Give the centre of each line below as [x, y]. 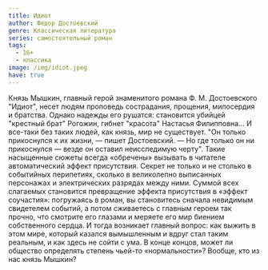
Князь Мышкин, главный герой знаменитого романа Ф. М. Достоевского [133, 97]
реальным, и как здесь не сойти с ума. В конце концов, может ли [121, 242]
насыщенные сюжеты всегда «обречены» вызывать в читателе [117, 157]
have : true [26, 75]
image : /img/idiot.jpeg [48, 68]
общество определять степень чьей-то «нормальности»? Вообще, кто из [134, 250]
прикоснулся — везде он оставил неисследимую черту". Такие [117, 149]
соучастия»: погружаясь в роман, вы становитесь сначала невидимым [131, 200]
